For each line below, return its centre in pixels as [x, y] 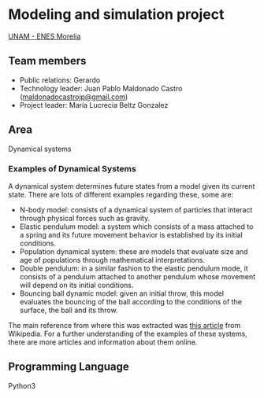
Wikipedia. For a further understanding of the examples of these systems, [128, 334]
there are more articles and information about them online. [103, 342]
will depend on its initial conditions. [76, 285]
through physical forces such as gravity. [85, 218]
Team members [47, 61]
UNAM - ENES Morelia [45, 36]
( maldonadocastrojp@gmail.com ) [74, 97]
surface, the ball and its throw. [69, 310]
